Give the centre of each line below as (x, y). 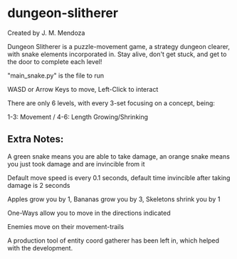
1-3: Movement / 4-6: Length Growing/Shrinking (78, 117)
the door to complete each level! (55, 61)
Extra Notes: (36, 139)
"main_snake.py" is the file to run (56, 75)
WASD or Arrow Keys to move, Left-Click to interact (83, 89)
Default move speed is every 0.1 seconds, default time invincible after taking (119, 178)
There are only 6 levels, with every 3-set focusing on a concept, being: (111, 103)
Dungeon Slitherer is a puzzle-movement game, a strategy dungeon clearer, (118, 46)
